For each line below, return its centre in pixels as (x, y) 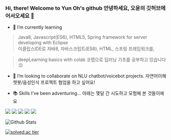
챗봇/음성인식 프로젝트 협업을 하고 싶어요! (54, 83)
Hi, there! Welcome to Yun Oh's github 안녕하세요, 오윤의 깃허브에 (85, 8)
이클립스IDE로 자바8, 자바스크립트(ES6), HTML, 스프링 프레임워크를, (86, 49)
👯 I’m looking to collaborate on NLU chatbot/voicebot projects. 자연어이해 (89, 76)
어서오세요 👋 (20, 15)
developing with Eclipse (43, 43)
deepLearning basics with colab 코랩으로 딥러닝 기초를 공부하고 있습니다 (92, 59)
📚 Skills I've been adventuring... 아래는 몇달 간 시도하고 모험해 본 (80, 93)
